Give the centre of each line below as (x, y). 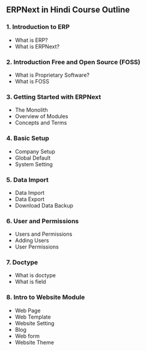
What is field (30, 282)
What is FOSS (32, 81)
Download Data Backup (44, 205)
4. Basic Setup (28, 139)
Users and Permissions (44, 234)
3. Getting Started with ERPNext (54, 97)
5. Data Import (28, 179)
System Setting (34, 164)
